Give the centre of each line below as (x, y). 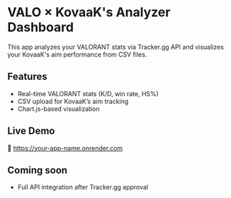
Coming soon (38, 170)
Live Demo (31, 131)
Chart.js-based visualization (58, 109)
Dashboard (41, 27)
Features (27, 77)
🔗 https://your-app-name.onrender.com (65, 148)
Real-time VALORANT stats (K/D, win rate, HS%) (88, 93)
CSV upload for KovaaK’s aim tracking (73, 101)
